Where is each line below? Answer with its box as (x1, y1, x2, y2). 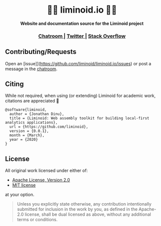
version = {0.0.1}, (9, 129, 49, 133)
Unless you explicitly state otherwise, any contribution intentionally (17, 201, 152, 207)
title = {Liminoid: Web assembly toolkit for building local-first (9, 116, 150, 121)
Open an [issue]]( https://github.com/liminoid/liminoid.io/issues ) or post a (5, 60, 151, 66)
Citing (5, 80, 24, 88)
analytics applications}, (5, 120, 58, 125)
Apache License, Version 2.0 (12, 177, 70, 183)
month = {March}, (9, 133, 45, 138)
